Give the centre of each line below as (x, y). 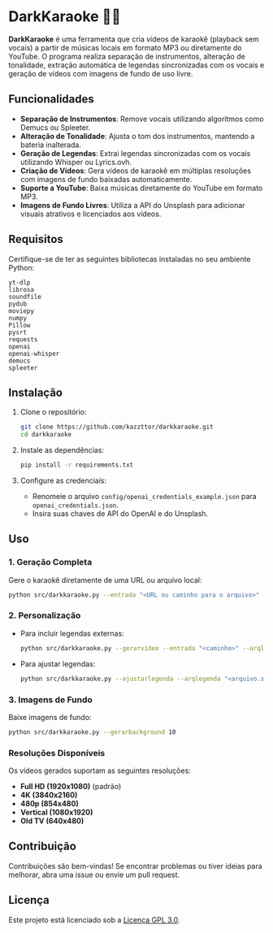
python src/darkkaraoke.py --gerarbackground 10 (92, 732)
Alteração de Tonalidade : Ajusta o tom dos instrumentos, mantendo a (137, 136)
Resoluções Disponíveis (57, 753)
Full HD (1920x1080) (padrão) (71, 787)
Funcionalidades (52, 100)
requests (23, 339)
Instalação (36, 392)
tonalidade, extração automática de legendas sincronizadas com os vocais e (136, 65)
